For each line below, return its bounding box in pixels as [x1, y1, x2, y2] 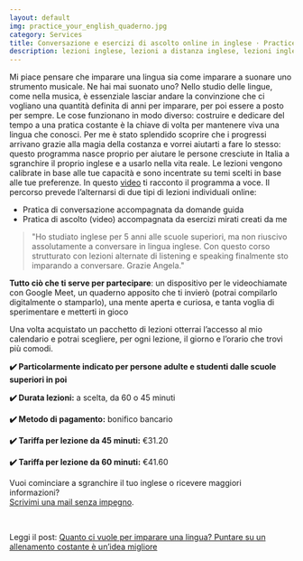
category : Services [9, 30, 83, 39]
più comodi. [9, 343, 54, 354]
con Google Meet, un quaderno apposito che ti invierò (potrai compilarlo [9, 287, 278, 298]
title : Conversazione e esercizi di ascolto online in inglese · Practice [9, 38, 297, 48]
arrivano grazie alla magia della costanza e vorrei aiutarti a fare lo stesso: [9, 139, 281, 150]
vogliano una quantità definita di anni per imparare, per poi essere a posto [9, 100, 284, 111]
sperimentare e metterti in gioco [9, 306, 129, 317]
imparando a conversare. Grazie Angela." [31, 260, 185, 271]
